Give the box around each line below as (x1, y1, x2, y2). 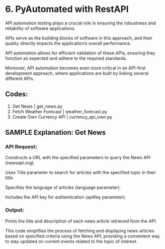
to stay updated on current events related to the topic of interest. (5, 238, 138, 244)
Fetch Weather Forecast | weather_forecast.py (12, 108, 108, 114)
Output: (5, 207, 24, 214)
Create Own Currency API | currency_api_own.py (12, 114, 113, 120)
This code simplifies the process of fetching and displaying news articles (5, 228, 155, 234)
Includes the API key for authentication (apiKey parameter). (5, 194, 127, 200)
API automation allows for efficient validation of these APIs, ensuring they (5, 50, 156, 56)
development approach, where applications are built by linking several (5, 70, 149, 76)
